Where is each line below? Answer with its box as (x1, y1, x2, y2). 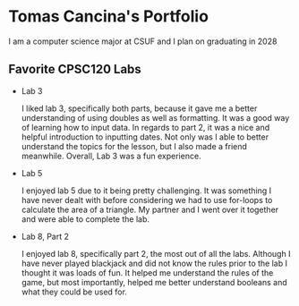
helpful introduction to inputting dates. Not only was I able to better (21, 132, 269, 142)
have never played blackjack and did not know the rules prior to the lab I (21, 258, 288, 268)
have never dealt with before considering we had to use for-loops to (21, 194, 273, 205)
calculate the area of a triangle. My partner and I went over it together (21, 204, 279, 215)
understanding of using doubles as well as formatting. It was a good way (21, 112, 290, 123)
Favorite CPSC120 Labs (8, 62, 142, 77)
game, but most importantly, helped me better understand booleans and (21, 276, 287, 287)
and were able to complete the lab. (21, 213, 149, 225)
